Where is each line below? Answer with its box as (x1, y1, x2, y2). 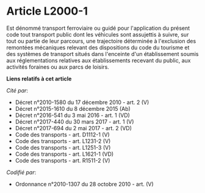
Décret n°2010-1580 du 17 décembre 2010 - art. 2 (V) (15, 99, 149, 106)
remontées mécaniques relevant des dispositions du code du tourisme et (6, 44, 190, 51)
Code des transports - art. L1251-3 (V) (15, 144, 111, 151)
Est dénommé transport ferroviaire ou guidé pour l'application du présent (6, 24, 190, 32)
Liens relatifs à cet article (6, 75, 72, 82)
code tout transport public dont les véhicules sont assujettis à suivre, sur (6, 30, 189, 38)
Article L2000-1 (6, 4, 88, 18)
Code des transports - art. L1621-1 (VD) (15, 150, 114, 158)
